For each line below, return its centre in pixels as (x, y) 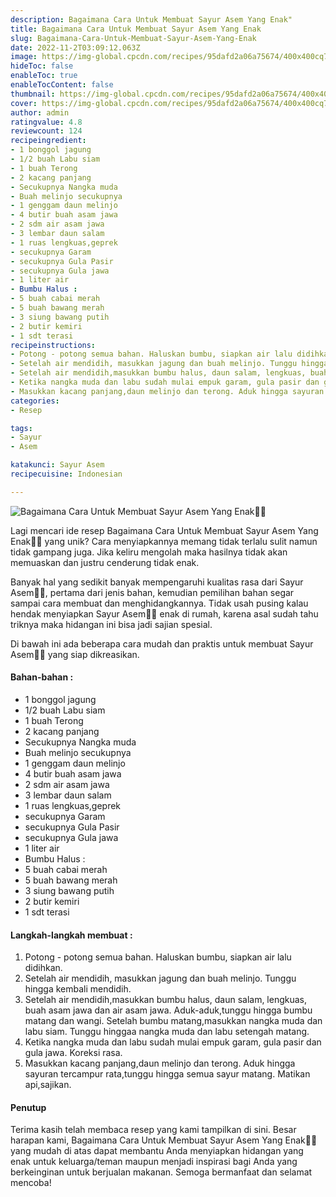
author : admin (40, 112)
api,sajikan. (48, 1085)
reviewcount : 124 (46, 131)
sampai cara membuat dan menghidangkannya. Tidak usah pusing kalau (159, 603)
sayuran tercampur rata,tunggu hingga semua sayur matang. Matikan (167, 1074)
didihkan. (43, 968)
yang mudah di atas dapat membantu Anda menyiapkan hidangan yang (157, 1151)
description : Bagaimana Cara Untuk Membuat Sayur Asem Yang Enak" (151, 19)
